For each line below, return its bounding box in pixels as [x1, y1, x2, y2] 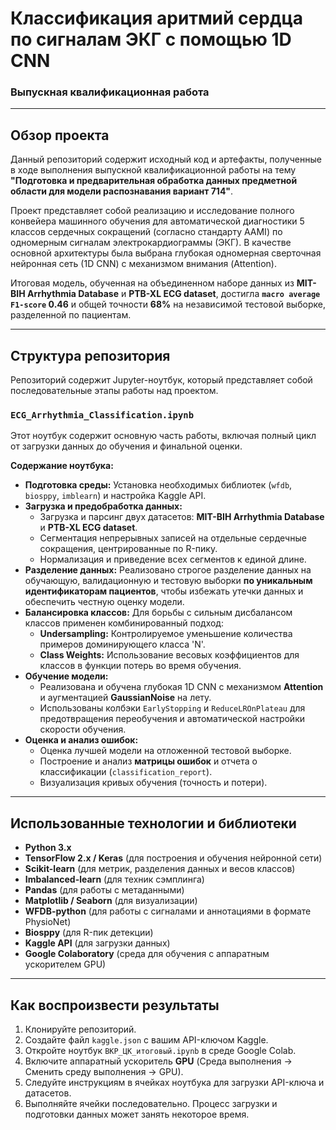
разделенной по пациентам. [10, 309, 132, 321]
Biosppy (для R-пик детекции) [24, 927, 154, 939]
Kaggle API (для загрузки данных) [24, 937, 171, 949]
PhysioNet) [24, 916, 72, 928]
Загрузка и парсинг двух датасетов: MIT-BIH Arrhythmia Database [39, 511, 325, 523]
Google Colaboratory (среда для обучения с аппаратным [24, 948, 270, 960]
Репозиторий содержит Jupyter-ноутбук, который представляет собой [10, 374, 313, 386]
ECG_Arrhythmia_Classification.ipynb [10, 410, 195, 421]
